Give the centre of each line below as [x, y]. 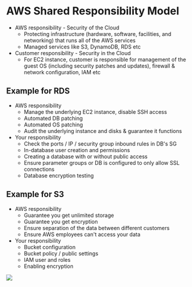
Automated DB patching [53, 118]
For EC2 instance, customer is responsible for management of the [105, 59]
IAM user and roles [47, 259]
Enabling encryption [48, 266]
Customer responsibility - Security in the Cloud [73, 53]
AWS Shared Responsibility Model [93, 11]
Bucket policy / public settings [61, 253]
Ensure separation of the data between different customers [97, 228]
